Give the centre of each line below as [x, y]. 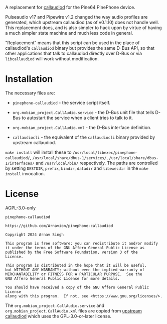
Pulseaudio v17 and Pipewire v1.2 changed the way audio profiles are [76, 17]
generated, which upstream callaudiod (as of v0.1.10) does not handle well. [82, 22]
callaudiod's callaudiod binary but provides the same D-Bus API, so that [80, 48]
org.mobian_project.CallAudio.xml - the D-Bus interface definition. [82, 127]
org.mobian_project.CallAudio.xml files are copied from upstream [73, 310]
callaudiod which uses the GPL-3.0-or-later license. [58, 316]
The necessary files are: [30, 93]
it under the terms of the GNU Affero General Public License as [75, 248]
